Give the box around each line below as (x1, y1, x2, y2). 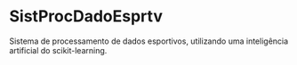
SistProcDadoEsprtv (9, 6, 163, 27)
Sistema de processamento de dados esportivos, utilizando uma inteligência (9, 36, 289, 46)
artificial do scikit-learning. (9, 45, 108, 55)
